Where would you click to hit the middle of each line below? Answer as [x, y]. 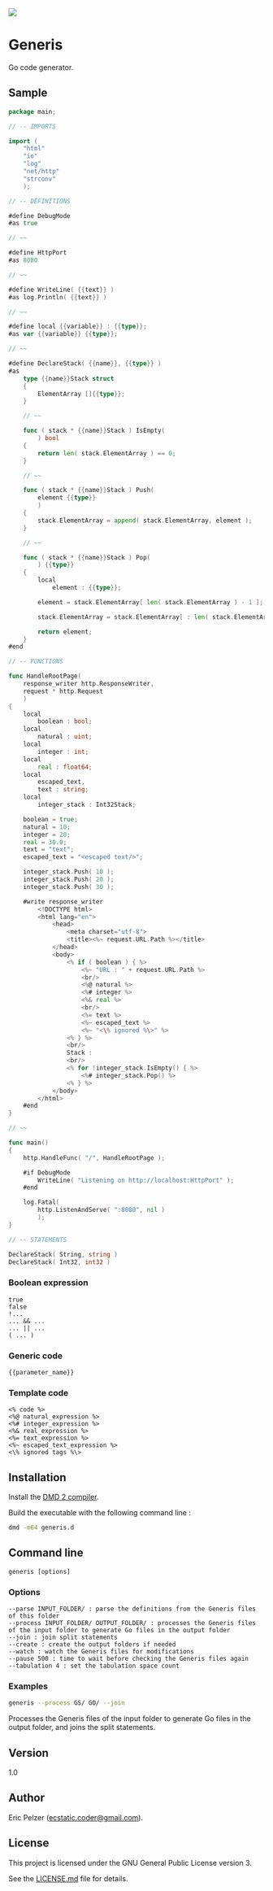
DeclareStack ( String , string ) [63, 1254]
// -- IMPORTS [32, 126]
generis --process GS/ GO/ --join [67, 1703]
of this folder [34, 1616]
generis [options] [39, 1571]
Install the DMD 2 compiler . [54, 1497]
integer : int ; [63, 752]
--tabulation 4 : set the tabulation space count [94, 1666]
